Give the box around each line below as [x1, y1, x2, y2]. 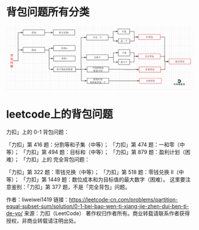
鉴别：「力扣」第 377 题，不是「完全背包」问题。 [11, 184, 131, 191]
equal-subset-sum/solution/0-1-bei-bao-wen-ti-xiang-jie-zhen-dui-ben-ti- [6, 203, 189, 210]
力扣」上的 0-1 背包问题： [6, 128, 70, 136]
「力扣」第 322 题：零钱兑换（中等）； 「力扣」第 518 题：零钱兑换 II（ [6, 169, 179, 176]
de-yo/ [6, 210, 23, 217]
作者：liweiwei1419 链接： [6, 196, 70, 203]
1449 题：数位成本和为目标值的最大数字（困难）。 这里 [48, 176, 181, 183]
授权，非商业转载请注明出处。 [6, 218, 79, 225]
